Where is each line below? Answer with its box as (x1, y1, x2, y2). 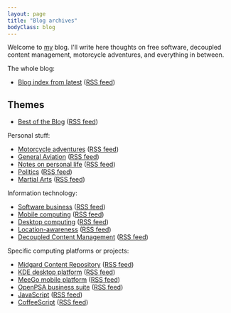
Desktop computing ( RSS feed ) (17, 218, 109, 226)
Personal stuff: (7, 131, 50, 140)
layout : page (7, 10, 46, 18)
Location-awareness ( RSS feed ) (17, 225, 112, 234)
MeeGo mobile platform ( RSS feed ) (17, 275, 121, 284)
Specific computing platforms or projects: (7, 246, 129, 256)
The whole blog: (7, 65, 55, 73)
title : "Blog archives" (7, 17, 78, 24)
